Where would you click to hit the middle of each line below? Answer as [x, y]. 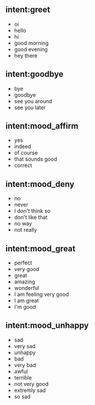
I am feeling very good [41, 294]
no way [23, 224]
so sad [22, 396]
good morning [31, 43]
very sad [25, 346]
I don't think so [32, 211]
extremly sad [30, 390]
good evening [31, 49]
